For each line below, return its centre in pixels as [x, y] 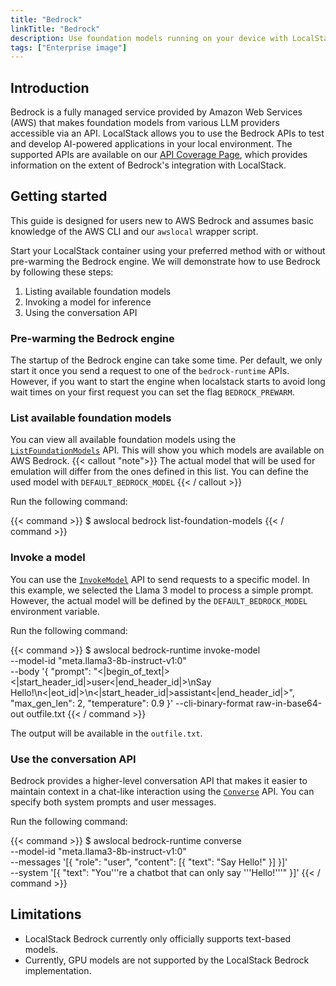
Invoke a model [48, 558]
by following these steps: [62, 272]
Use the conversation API [73, 759]
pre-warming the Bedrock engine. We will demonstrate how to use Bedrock [165, 261]
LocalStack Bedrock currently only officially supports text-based [158, 938]
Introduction [50, 87]
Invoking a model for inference [88, 302]
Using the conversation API [81, 312]
